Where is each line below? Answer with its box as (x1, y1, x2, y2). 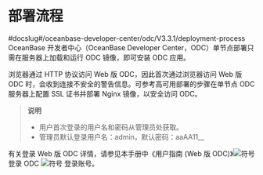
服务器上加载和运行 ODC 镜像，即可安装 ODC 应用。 (21, 53, 190, 62)
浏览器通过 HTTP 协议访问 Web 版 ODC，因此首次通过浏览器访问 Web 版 (8, 69, 243, 78)
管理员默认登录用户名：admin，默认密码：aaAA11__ (38, 132, 205, 141)
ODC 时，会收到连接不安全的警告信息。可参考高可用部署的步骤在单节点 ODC (8, 79, 255, 89)
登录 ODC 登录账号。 (8, 159, 99, 168)
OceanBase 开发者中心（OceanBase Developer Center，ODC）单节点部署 (8, 42, 248, 52)
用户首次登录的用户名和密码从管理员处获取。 (38, 122, 184, 132)
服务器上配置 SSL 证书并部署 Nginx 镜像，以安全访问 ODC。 (8, 89, 202, 98)
